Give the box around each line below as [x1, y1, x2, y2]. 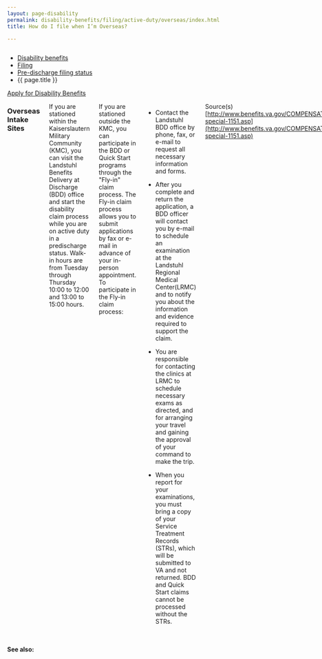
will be [155, 551, 174, 560]
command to [155, 450, 191, 458]
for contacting [155, 363, 196, 371]
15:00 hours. [49, 301, 85, 309]
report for [155, 478, 183, 487]
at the [155, 254, 172, 262]
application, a [155, 203, 194, 211]
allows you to [98, 212, 136, 221]
